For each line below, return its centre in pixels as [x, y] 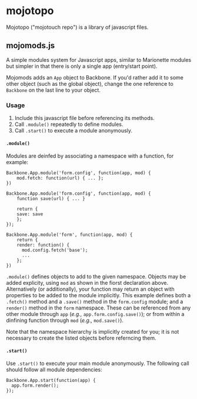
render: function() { [43, 245]
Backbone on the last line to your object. [54, 90]
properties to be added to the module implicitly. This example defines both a [98, 295]
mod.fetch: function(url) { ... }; [60, 178]
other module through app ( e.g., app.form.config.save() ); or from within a [95, 314]
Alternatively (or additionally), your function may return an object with [90, 289]
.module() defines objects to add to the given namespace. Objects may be [96, 277]
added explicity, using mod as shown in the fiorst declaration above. [87, 283]
